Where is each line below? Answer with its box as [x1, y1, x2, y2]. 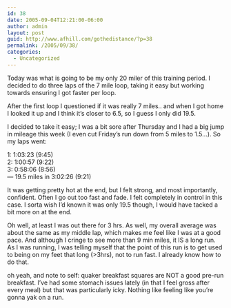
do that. [7, 258, 30, 266]
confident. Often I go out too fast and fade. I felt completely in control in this [7, 193, 223, 201]
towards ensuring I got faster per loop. [7, 88, 117, 96]
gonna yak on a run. [7, 293, 64, 301]
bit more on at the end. [7, 207, 72, 216]
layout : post [7, 29, 45, 37]
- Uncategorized [13, 55, 60, 62]
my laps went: [7, 137, 47, 145]
